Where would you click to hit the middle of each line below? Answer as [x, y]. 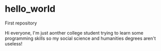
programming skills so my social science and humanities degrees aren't [80, 38]
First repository [21, 23]
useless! [14, 43]
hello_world [30, 9]
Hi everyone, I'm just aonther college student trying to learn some [74, 33]
